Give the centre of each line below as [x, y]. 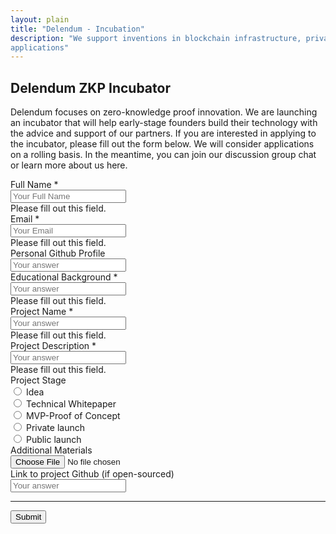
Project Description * [53, 346]
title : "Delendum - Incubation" [77, 29]
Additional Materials [51, 450]
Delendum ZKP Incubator [90, 87]
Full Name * [34, 185]
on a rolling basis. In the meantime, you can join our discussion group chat [163, 155]
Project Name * [42, 312]
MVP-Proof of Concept [73, 416]
